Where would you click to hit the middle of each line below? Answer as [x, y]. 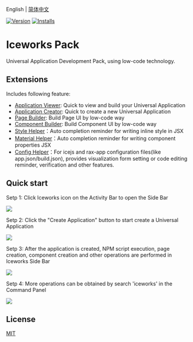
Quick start [27, 183]
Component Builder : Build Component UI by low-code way [86, 124]
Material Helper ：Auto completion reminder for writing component [95, 138]
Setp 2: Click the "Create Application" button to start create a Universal [92, 220]
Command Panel [26, 290]
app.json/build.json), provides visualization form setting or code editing [101, 158]
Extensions [27, 80]
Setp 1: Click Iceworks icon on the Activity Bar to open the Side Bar [87, 197]
